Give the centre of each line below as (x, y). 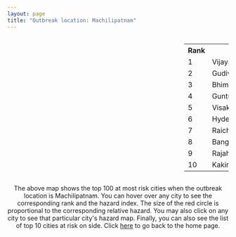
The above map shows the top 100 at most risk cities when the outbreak (118, 188)
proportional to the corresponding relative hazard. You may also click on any (118, 210)
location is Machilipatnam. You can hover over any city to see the (118, 196)
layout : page (26, 14)
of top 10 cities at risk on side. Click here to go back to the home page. (118, 225)
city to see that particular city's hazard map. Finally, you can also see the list (118, 218)
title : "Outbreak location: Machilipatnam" (72, 20)
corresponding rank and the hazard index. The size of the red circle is (118, 203)
